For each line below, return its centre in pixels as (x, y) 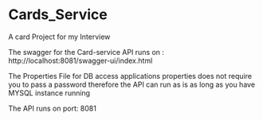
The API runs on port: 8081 (53, 108)
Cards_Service (58, 15)
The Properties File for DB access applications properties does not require (130, 76)
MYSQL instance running (49, 92)
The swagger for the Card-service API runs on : (86, 52)
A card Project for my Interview (59, 37)
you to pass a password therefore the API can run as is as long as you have (132, 84)
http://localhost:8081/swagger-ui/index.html (80, 60)
